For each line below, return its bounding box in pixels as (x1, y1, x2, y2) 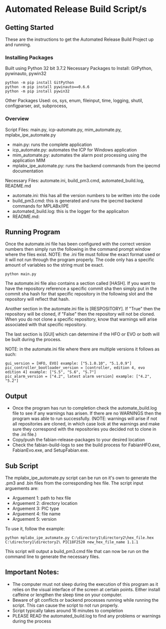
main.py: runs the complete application (12, 141, 92, 147)
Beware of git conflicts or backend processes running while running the (12, 597, 159, 603)
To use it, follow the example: (5, 526, 65, 532)
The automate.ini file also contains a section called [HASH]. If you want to (5, 280, 156, 286)
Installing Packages (5, 54, 54, 61)
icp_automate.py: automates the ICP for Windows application (12, 146, 137, 152)
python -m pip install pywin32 (5, 89, 70, 94)
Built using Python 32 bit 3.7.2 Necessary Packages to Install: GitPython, (5, 66, 153, 71)
